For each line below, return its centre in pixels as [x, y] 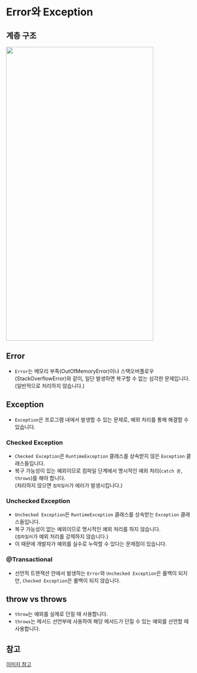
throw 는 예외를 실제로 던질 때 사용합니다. [61, 614]
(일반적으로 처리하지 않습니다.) [50, 386]
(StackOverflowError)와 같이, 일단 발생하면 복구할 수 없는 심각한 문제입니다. [102, 378]
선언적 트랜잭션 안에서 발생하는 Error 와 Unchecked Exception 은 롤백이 [96, 573]
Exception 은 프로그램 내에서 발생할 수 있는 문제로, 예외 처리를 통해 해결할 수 [102, 419]
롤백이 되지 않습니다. [97, 580]
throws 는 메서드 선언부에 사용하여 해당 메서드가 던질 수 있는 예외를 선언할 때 [102, 621]
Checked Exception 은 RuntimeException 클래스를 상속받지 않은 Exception [100, 456]
